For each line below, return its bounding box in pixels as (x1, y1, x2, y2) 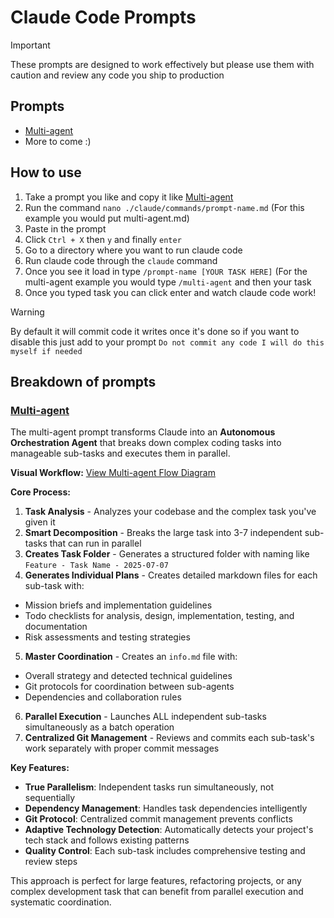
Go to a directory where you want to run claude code (24, 244, 243, 256)
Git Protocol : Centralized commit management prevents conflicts (24, 813, 293, 825)
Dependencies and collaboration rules (24, 691, 182, 703)
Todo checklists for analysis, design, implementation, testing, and (24, 610, 295, 622)
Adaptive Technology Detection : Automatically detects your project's (24, 824, 314, 836)
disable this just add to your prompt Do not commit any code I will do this (10, 336, 325, 348)
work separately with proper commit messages (24, 742, 220, 755)
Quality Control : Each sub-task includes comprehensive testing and (24, 845, 306, 857)
